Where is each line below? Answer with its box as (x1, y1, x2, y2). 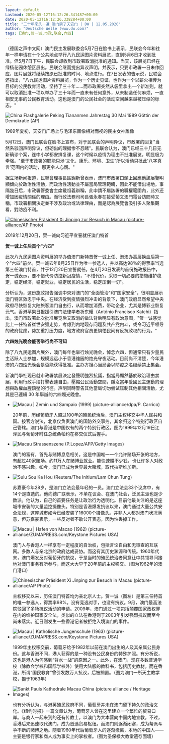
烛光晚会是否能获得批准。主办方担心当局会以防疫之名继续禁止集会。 (22, 362, 164, 368)
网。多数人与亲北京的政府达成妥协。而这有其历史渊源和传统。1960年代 (12, 549, 159, 554)
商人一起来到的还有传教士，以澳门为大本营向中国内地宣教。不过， (26, 714, 162, 720)
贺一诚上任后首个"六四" (5, 243, 54, 249)
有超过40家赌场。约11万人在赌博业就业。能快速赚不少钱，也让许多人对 (12, 458, 159, 464)
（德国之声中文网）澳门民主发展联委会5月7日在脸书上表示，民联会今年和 (5, 45, 156, 51)
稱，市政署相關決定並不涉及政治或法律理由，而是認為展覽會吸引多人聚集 (5, 200, 155, 206)
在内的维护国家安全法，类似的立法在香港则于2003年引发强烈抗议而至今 (12, 612, 160, 618)
